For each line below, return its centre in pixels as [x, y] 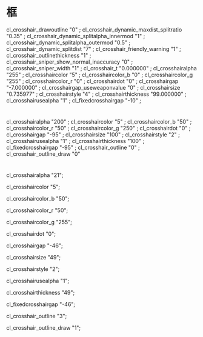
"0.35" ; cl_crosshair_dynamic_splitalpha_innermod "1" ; [76, 36]
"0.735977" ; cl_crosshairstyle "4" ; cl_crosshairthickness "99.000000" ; [96, 94]
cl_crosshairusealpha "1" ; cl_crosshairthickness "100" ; [75, 141]
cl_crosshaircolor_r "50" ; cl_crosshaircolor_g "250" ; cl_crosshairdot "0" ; [98, 128]
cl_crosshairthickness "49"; [41, 293]
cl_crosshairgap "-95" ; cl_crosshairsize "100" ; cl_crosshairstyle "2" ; [93, 135]
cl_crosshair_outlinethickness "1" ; [49, 55]
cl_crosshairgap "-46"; [35, 245]
